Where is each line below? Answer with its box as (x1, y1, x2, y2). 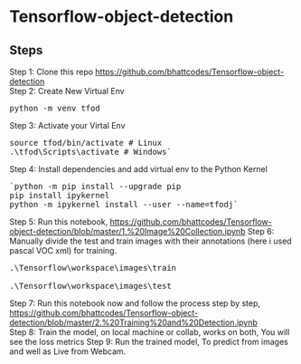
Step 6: (247, 226, 275, 236)
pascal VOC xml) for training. (9, 245, 118, 255)
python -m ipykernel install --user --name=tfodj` (9, 199, 239, 209)
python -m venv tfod (9, 103, 101, 113)
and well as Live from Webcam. (9, 346, 127, 357)
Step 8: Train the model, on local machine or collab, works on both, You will (9, 327, 290, 337)
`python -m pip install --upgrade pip (9, 181, 182, 191)
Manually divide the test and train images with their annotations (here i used (9, 235, 292, 246)
